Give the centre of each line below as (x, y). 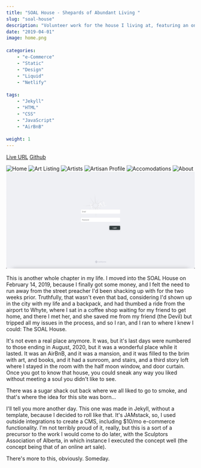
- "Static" (31, 63)
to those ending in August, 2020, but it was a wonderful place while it (92, 347)
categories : (21, 51)
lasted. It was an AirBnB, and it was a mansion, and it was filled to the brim (98, 353)
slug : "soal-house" (31, 19)
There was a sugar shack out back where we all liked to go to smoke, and (97, 391)
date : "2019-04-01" (31, 32)
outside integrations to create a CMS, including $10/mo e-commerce (91, 421)
